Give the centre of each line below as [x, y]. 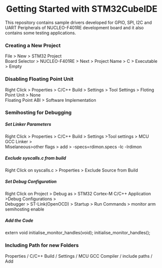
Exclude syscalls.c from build [36, 158]
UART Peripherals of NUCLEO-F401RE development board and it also [74, 27]
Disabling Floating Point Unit [39, 79]
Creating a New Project [33, 45]
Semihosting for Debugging [38, 113]
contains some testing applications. [41, 33]
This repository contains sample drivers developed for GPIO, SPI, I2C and [79, 22]
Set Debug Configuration [31, 181]
